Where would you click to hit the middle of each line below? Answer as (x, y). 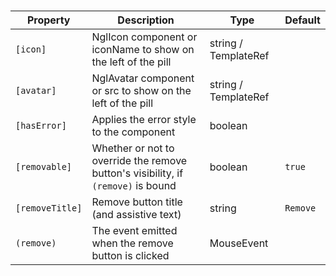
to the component (133, 132)
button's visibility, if (137, 173)
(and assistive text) (136, 215)
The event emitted (134, 231)
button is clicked (130, 256)
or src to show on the (141, 91)
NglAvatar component (143, 78)
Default (302, 20)
